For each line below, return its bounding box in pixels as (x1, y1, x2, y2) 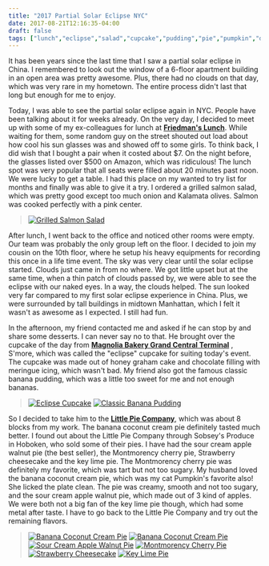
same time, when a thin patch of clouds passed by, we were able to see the (8, 274, 257, 283)
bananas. (8, 383, 39, 393)
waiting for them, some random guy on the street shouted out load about (8, 132, 248, 141)
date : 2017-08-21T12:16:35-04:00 (8, 19, 120, 27)
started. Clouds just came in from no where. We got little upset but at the (8, 265, 248, 275)
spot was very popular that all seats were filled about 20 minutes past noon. (8, 165, 259, 175)
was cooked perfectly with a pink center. (8, 200, 143, 210)
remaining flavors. (8, 516, 68, 526)
